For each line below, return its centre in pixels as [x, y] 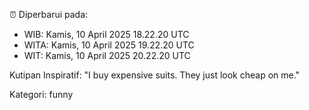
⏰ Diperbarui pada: [49, 14]
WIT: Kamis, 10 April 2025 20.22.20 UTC [107, 55]
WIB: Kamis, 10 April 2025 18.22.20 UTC [106, 34]
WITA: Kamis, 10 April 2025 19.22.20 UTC [109, 45]
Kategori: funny [41, 94]
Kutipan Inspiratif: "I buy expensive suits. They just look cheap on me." [155, 75]
